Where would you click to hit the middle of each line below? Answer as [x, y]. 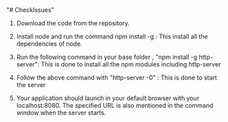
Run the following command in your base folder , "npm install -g [107, 57]
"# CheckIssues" [30, 10]
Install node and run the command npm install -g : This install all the [112, 36]
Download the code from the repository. [73, 23]
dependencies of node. [49, 44]
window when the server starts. [61, 113]
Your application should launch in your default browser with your [108, 98]
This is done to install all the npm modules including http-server [131, 64]
